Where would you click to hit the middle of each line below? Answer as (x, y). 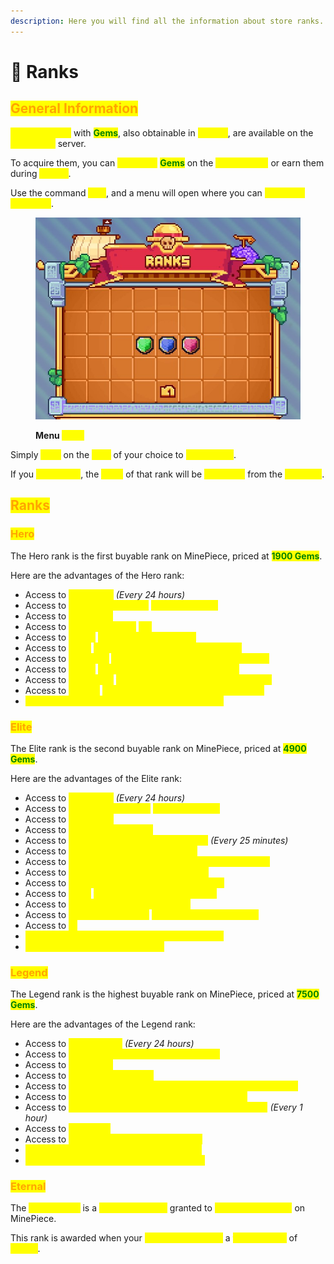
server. (72, 143)
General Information (74, 108)
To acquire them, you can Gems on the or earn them (167, 162)
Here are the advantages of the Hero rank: (97, 575)
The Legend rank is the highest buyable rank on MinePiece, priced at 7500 (165, 994)
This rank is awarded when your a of (154, 1238)
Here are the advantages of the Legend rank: (103, 1024)
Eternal (28, 1187)
